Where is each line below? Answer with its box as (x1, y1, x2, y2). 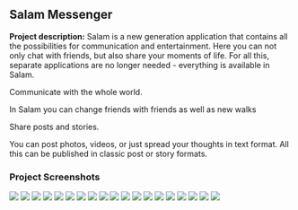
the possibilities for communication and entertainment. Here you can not (9, 40, 277, 51)
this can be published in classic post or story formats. (9, 148, 208, 159)
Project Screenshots (9, 171, 101, 183)
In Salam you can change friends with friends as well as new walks (9, 103, 257, 115)
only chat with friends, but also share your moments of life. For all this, (9, 49, 269, 61)
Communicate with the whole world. (9, 86, 143, 97)
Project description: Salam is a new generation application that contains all (9, 31, 288, 41)
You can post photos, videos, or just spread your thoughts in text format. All (9, 138, 289, 149)
